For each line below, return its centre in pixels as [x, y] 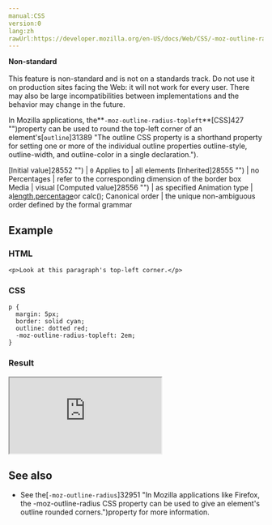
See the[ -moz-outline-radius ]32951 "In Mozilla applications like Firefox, [140, 495]
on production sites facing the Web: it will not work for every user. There [129, 87]
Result [21, 363]
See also [30, 475]
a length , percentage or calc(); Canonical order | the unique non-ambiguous [132, 196]
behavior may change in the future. [67, 105]
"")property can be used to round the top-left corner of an [105, 129]
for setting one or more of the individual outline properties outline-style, [128, 146]
